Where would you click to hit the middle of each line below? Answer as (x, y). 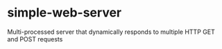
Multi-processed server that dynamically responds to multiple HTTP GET (111, 32)
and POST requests (35, 39)
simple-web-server (65, 13)
